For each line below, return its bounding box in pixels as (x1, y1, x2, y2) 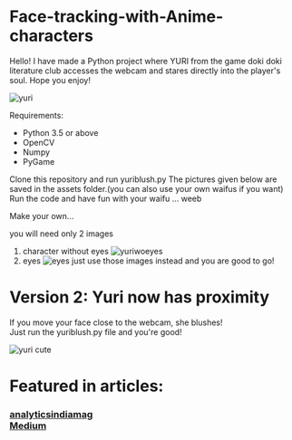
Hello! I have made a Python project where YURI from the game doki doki (9, 55, 283, 66)
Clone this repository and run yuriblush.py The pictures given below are (9, 174, 277, 185)
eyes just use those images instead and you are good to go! (22, 255, 275, 266)
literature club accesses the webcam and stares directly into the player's (9, 65, 281, 76)
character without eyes (22, 245, 109, 256)
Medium (9, 419, 47, 432)
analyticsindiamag (9, 407, 93, 420)
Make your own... (9, 210, 74, 221)
